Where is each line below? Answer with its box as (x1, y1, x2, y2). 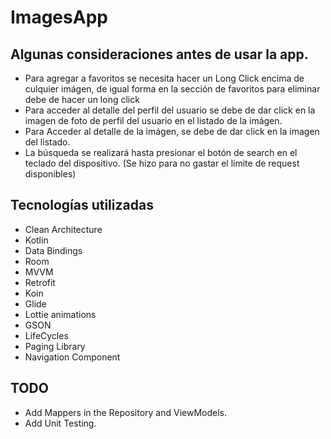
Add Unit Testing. (24, 417, 97, 429)
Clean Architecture (24, 223, 103, 235)
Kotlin (24, 234, 49, 246)
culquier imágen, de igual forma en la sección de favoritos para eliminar (24, 83, 321, 95)
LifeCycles (24, 329, 69, 341)
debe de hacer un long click (24, 94, 140, 105)
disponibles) (24, 168, 77, 180)
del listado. (24, 136, 71, 148)
